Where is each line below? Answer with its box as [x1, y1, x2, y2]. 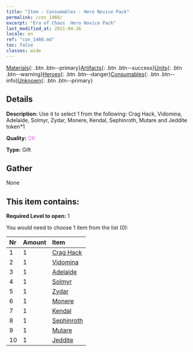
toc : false [6, 43, 33, 48]
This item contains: [6, 196, 79, 207]
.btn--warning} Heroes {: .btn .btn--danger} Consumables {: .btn [6, 70, 160, 78]
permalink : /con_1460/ [6, 14, 63, 20]
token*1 [6, 123, 25, 130]
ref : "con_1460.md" [6, 37, 55, 43]
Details [6, 94, 33, 105]
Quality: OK [6, 134, 36, 141]
